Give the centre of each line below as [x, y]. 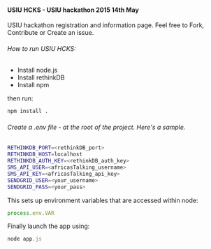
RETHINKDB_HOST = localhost [45, 154]
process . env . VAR [31, 213]
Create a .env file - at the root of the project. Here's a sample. [96, 127]
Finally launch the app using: [49, 226]
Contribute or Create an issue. [51, 33]
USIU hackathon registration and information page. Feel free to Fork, [106, 25]
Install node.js [37, 70]
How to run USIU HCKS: [42, 48]
